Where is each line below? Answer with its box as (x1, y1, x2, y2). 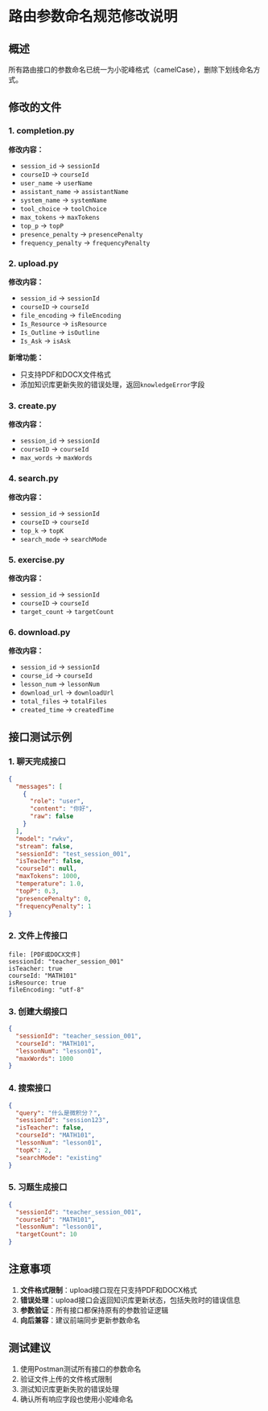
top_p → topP (19, 221, 64, 230)
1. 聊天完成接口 (8, 756, 67, 767)
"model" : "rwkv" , (15, 835, 74, 843)
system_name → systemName (19, 195, 107, 204)
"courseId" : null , (15, 864, 78, 873)
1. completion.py (8, 126, 75, 137)
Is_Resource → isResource (19, 319, 107, 328)
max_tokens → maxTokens (19, 212, 101, 221)
